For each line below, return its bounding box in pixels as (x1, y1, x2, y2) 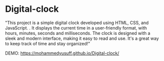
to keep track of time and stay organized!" (5, 40, 90, 46)
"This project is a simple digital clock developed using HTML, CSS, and (5, 20, 149, 26)
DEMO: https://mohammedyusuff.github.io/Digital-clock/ (5, 50, 119, 56)
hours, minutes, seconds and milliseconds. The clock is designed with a (5, 30, 151, 36)
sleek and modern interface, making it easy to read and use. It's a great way (5, 35, 159, 41)
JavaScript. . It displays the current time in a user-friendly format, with (5, 25, 147, 30)
